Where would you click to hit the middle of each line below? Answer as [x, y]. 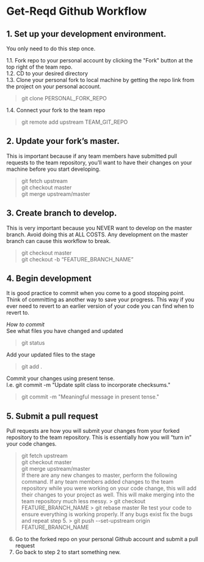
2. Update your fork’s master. [63, 141]
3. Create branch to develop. [62, 213]
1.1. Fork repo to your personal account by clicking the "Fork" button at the [100, 60]
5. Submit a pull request [53, 416]
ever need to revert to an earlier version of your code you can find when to [100, 306]
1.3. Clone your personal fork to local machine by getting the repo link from [100, 80]
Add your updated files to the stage [51, 355]
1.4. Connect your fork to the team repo [56, 110]
